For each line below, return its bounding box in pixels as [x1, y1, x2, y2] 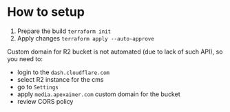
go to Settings [17, 82, 59, 91]
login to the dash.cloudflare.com [17, 68, 110, 76]
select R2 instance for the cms [17, 75, 104, 83]
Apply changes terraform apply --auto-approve [17, 34, 155, 42]
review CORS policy [17, 97, 74, 105]
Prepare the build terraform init [17, 27, 112, 35]
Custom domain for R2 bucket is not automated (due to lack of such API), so [7, 47, 223, 56]
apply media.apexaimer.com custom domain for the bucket [17, 90, 180, 98]
